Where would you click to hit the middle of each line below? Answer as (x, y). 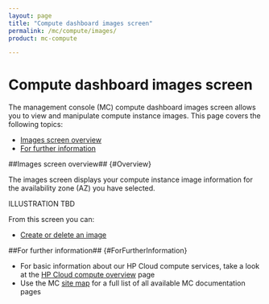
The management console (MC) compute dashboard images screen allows (132, 107)
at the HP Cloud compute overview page (87, 275)
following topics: (35, 125)
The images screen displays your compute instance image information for (131, 180)
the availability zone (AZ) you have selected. (82, 188)
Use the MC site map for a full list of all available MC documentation (132, 283)
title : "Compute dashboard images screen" (81, 23)
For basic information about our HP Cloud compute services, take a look (140, 266)
